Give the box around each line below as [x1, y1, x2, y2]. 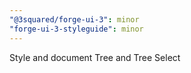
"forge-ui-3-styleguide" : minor [9, 24, 144, 34]
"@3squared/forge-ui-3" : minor [9, 14, 140, 25]
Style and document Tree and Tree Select [9, 51, 181, 63]
